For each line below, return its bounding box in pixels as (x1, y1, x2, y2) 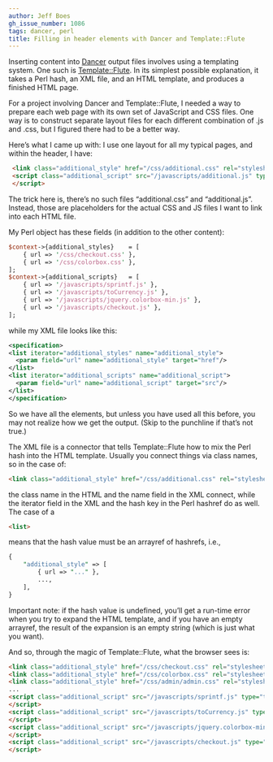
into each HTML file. (8, 211, 76, 221)
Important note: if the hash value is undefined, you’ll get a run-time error (8, 605, 251, 615)
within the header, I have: (8, 149, 93, 158)
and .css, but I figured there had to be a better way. (8, 124, 180, 134)
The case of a (8, 507, 55, 517)
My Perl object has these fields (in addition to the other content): (8, 227, 225, 236)
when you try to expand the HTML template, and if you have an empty (8, 614, 243, 624)
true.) (8, 426, 27, 435)
